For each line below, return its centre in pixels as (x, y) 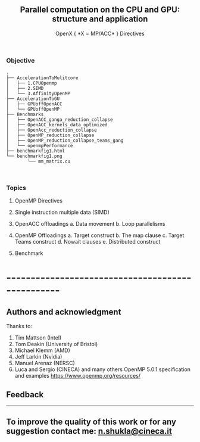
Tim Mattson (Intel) (38, 338)
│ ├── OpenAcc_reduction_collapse (51, 130)
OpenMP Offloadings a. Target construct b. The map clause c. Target (99, 235)
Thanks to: (19, 326)
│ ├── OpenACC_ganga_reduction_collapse (60, 120)
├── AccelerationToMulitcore (42, 78)
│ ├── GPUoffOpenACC (34, 104)
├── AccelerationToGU (33, 99)
